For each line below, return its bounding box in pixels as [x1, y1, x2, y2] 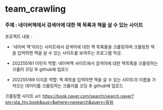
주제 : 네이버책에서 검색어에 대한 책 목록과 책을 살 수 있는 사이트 [5, 22, 143, 29]
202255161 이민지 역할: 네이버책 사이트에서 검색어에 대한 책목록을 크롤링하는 [12, 60, 158, 66]
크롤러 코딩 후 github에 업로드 [12, 67, 69, 73]
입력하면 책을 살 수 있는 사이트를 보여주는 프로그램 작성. [17, 50, 122, 56]
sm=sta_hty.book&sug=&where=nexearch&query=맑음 [5, 99, 114, 105]
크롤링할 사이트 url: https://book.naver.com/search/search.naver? [5, 93, 134, 99]
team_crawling [5, 3, 66, 15]
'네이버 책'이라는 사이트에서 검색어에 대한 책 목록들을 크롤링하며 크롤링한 [12, 44, 149, 50]
